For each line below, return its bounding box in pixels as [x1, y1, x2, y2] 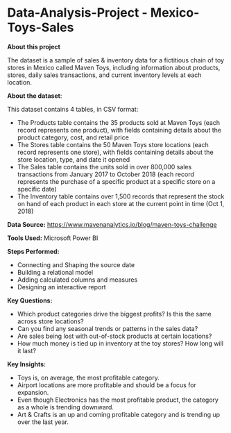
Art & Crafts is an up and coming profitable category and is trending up [17, 410, 221, 418]
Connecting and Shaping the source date [17, 260, 135, 269]
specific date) [17, 185, 57, 193]
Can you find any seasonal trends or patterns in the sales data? [17, 324, 198, 332]
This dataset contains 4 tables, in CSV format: [7, 105, 139, 113]
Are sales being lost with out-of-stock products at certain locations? [17, 332, 212, 340]
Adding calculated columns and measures [17, 275, 138, 284]
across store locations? [17, 317, 85, 325]
